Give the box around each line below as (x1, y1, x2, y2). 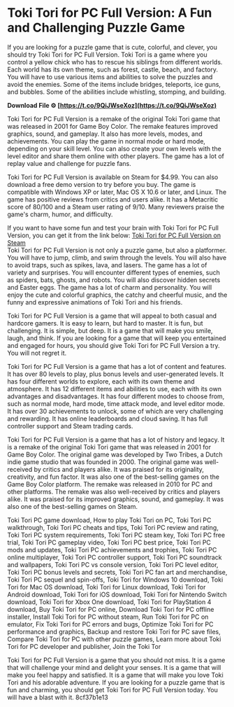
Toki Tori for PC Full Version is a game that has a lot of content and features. (7, 362, 227, 370)
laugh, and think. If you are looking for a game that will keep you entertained (7, 334, 226, 342)
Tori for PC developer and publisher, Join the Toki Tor (7, 642, 161, 650)
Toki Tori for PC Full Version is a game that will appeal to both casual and (7, 311, 217, 320)
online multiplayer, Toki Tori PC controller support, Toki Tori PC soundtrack (7, 553, 222, 561)
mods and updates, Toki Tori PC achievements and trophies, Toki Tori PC (7, 545, 217, 554)
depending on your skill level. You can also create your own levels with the (7, 144, 221, 153)
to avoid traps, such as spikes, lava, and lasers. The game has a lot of (7, 260, 207, 269)
